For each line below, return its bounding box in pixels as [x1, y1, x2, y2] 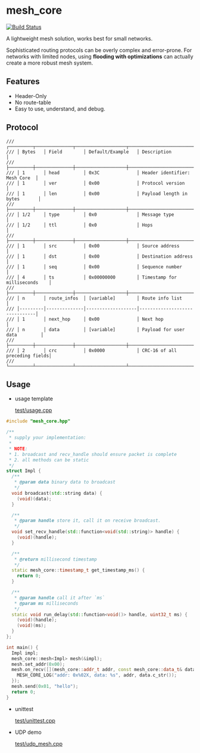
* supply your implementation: [8, 434, 86, 441]
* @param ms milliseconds [14, 600, 79, 607]
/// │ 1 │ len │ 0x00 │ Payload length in [6, 191, 187, 197]
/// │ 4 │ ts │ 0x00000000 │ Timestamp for [6, 274, 177, 280]
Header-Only [14, 92, 47, 99]
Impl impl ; [11, 650, 39, 656]
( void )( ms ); [17, 623, 46, 629]
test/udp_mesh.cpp [14, 740, 62, 747]
